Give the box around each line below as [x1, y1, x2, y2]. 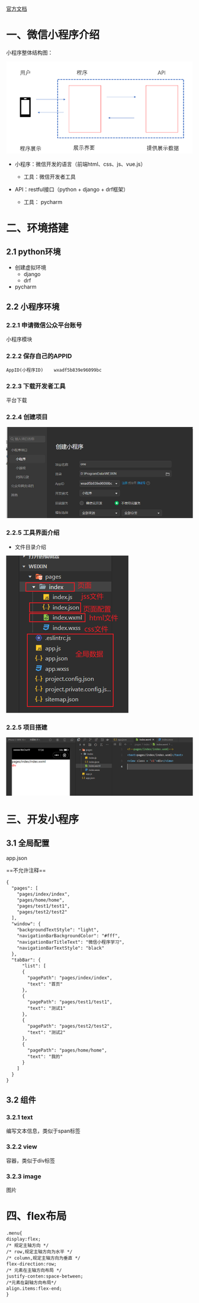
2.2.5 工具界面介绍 [6, 529, 60, 537]
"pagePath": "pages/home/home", [27, 1047, 108, 1053]
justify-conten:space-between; [6, 1273, 84, 1279]
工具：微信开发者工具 [23, 173, 76, 180]
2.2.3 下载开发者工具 [6, 382, 66, 390]
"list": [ [21, 963, 46, 969]
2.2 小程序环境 [6, 302, 60, 312]
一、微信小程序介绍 [6, 29, 100, 42]
